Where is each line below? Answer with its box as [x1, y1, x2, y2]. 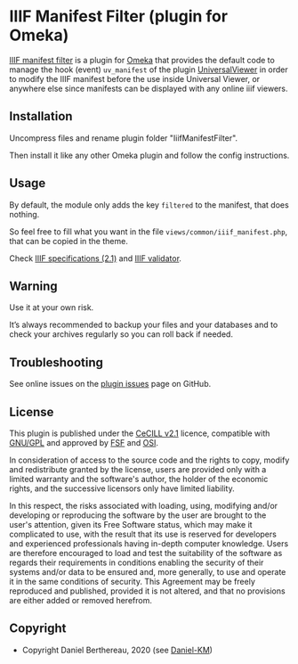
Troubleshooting [9, 355, 104, 370]
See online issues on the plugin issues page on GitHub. [9, 379, 212, 389]
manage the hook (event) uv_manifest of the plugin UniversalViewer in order [9, 64, 289, 75]
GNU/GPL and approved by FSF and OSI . [9, 438, 158, 447]
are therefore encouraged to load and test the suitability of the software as [9, 548, 283, 558]
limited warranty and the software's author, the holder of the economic [9, 474, 269, 484]
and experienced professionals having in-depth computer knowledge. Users [9, 538, 289, 549]
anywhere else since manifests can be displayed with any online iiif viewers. [9, 83, 288, 94]
